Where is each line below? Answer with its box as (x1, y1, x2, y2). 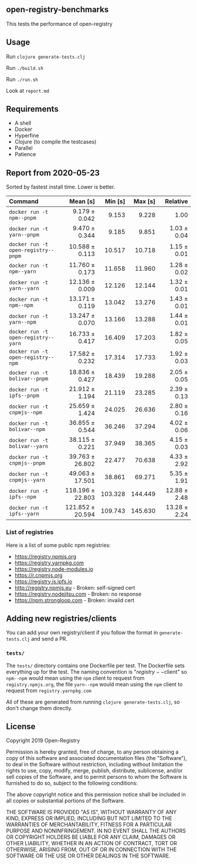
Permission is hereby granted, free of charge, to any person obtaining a (6, 748, 179, 755)
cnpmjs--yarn (9, 477, 46, 483)
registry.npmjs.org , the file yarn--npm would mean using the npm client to (6, 681, 183, 688)
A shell (14, 120, 32, 127)
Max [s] (134, 197, 156, 206)
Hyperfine (14, 132, 39, 139)
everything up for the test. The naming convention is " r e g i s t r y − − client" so (6, 668, 188, 675)
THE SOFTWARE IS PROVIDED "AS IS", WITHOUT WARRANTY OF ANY (6, 809, 177, 816)
